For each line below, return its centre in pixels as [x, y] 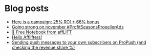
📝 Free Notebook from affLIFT [42, 32]
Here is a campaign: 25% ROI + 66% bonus [55, 22]
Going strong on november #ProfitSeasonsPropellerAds [68, 27]
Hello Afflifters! [27, 37]
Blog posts [27, 8]
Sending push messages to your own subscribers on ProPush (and [79, 42]
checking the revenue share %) [43, 47]
